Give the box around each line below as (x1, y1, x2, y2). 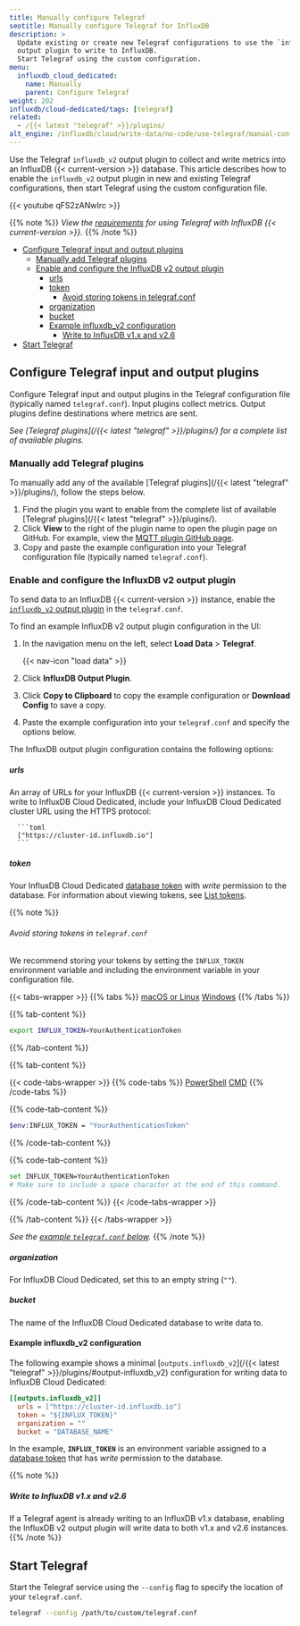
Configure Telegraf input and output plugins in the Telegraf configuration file (9, 388, 291, 399)
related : (9, 113, 42, 122)
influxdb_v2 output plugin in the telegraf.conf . (9, 604, 184, 614)
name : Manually (25, 80, 82, 89)
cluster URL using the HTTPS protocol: (9, 806, 152, 817)
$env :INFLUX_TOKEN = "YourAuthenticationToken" (9, 1122, 190, 1131)
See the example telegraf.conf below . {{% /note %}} (9, 1231, 205, 1241)
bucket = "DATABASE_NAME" (17, 1427, 114, 1436)
